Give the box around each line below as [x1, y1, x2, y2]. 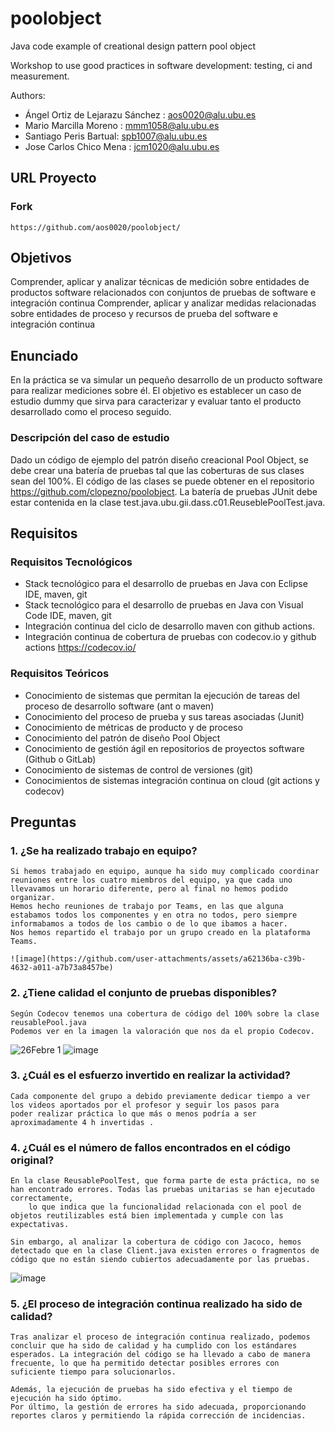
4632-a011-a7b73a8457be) [10, 963, 114, 973]
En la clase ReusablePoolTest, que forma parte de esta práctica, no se [10, 1176, 320, 1186]
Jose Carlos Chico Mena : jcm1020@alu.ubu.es [24, 140, 220, 152]
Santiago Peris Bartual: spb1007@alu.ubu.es [24, 130, 208, 142]
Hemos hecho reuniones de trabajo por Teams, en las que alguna [10, 902, 284, 912]
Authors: [10, 89, 46, 101]
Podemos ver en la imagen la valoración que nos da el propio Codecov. [10, 1026, 315, 1036]
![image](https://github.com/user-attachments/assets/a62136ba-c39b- [10, 954, 307, 964]
